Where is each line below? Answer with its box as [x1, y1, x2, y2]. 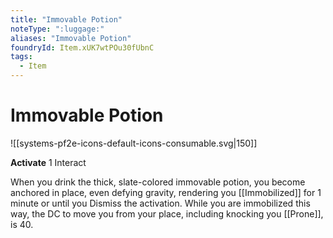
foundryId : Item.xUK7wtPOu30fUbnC [10, 42, 155, 53]
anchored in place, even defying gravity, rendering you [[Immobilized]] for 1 [10, 186, 322, 198]
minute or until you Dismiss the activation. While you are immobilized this [10, 197, 311, 209]
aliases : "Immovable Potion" [10, 33, 132, 43]
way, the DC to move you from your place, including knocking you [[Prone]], [10, 207, 324, 220]
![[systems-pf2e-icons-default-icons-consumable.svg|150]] [10, 137, 258, 149]
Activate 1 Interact [10, 156, 87, 168]
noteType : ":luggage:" [10, 24, 105, 34]
